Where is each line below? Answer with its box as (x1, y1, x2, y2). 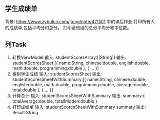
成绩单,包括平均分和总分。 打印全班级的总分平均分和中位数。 (9, 24, 132, 30)
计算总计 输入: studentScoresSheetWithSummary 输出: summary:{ (12, 93, 145, 98)
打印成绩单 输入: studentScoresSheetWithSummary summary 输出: (12, 104, 146, 110)
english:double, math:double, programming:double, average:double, (12, 81, 149, 87)
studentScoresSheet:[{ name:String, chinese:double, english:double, (12, 60, 150, 66)
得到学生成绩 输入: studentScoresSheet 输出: (12, 71, 102, 77)
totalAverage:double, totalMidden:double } (12, 98, 98, 104)
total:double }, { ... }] (12, 87, 53, 93)
